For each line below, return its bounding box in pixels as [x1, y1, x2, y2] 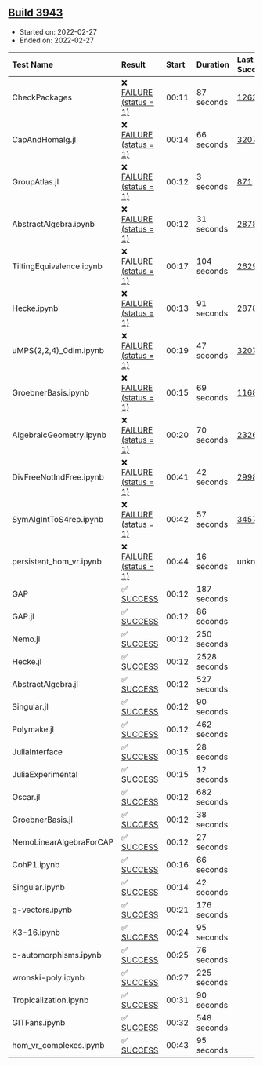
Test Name [12, 59, 53, 70]
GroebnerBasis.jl [12, 814, 73, 825]
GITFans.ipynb [12, 1017, 66, 1028]
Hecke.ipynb [12, 302, 59, 313]
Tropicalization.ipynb [12, 995, 89, 1006]
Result [121, 59, 146, 70]
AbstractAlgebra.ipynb [12, 218, 95, 229]
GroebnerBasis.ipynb [12, 387, 90, 398]
